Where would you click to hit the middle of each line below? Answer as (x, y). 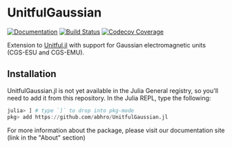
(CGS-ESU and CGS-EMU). (46, 52)
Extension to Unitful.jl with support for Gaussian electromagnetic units (106, 45)
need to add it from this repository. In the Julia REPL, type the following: (109, 98)
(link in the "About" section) (46, 137)
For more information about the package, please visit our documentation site (116, 130)
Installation (32, 74)
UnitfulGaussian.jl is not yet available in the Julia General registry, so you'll (113, 90)
